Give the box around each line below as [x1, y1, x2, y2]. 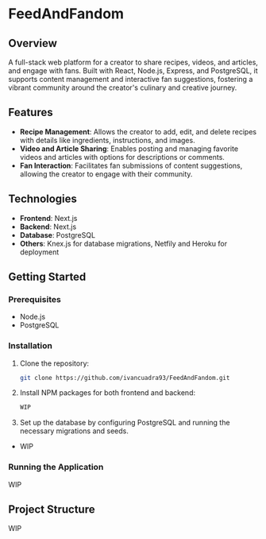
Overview [8, 37, 58, 50]
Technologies [8, 192, 78, 206]
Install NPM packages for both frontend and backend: [19, 388, 196, 397]
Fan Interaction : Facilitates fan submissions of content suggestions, [19, 161, 243, 170]
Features [8, 106, 53, 119]
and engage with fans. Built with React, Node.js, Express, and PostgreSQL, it [8, 66, 258, 76]
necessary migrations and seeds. [19, 426, 129, 436]
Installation [8, 340, 53, 351]
